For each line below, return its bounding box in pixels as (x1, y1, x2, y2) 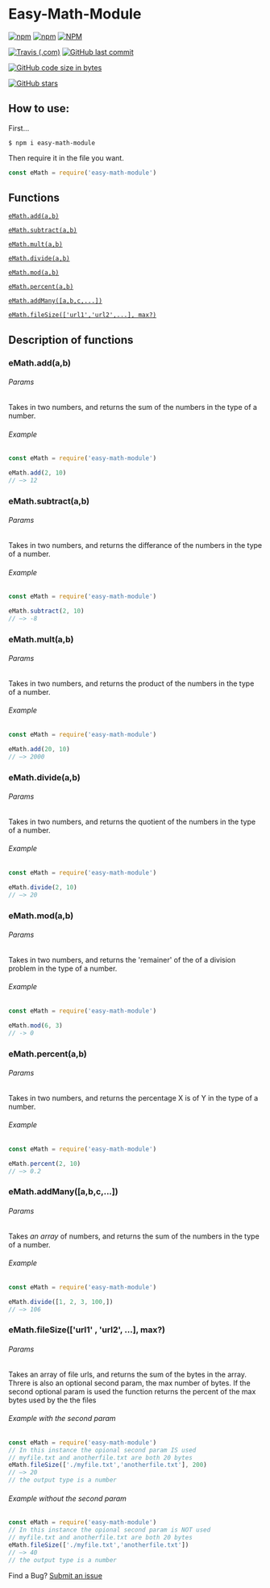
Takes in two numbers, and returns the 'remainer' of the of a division (8, 955, 236, 964)
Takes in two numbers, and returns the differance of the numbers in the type (8, 540, 263, 550)
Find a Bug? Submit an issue (8, 1570, 103, 1580)
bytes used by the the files (8, 1395, 97, 1405)
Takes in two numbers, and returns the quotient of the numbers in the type (8, 817, 256, 826)
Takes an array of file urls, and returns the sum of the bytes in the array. (8, 1369, 247, 1379)
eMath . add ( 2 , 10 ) (8, 469, 67, 477)
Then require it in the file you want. (8, 153, 125, 162)
